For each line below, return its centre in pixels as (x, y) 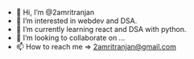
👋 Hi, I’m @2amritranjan (55, 12)
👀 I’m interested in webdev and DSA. (76, 21)
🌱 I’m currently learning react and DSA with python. (101, 29)
